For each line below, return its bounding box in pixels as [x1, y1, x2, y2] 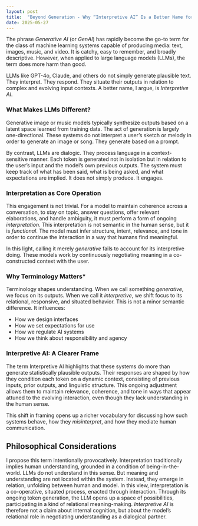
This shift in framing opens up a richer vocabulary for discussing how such [6, 412, 188, 419]
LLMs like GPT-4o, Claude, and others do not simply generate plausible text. [6, 72, 192, 80]
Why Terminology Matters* [6, 272, 86, 280]
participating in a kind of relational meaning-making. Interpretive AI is [6, 501, 174, 508]
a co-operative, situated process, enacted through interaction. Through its [6, 488, 186, 495]
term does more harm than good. [6, 61, 87, 68]
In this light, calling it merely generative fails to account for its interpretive [6, 245, 184, 252]
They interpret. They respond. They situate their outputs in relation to [6, 78, 174, 85]
